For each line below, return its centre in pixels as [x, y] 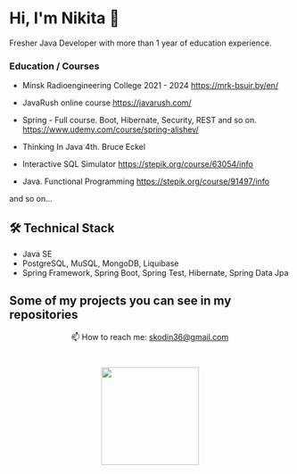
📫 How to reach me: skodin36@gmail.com [150, 337]
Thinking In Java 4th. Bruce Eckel [83, 147]
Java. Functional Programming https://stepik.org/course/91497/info [146, 181]
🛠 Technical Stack [62, 228]
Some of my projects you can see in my [120, 301]
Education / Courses [54, 66]
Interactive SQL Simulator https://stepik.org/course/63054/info [138, 164]
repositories [44, 315]
